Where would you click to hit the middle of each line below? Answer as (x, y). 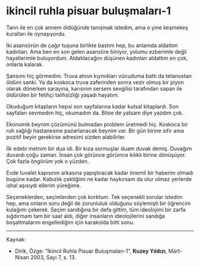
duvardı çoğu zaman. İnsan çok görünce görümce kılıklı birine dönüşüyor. (96, 155)
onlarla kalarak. (25, 64)
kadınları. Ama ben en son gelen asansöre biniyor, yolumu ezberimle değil (96, 51)
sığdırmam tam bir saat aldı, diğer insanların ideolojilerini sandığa (86, 216)
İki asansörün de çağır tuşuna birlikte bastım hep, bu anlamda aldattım (92, 45)
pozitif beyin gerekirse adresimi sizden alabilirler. (66, 137)
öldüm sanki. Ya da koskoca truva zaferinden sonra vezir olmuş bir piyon (95, 82)
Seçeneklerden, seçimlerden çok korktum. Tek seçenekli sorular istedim (94, 197)
